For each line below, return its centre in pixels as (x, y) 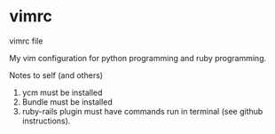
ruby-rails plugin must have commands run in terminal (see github (142, 111)
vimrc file (26, 41)
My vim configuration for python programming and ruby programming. (138, 58)
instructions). (46, 121)
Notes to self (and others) (56, 75)
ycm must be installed (62, 92)
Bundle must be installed (67, 102)
